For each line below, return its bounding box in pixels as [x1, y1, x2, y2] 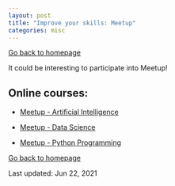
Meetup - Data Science [19, 123, 96, 132]
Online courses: [8, 86, 89, 100]
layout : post [8, 11, 51, 20]
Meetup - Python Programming [19, 138, 121, 147]
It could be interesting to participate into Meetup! [8, 63, 168, 73]
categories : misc [8, 26, 66, 34]
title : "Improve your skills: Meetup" [8, 19, 136, 27]
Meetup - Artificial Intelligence [19, 108, 119, 117]
